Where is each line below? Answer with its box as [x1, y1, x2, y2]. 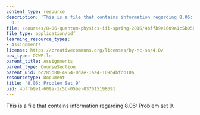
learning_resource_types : [6, 36, 70, 42]
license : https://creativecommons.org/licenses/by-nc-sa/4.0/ [6, 47, 164, 53]
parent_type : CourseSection [6, 63, 76, 70]
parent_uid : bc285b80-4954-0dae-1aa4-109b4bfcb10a [6, 69, 135, 75]
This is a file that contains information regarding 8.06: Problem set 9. [6, 102, 174, 109]
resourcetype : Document [6, 75, 65, 81]
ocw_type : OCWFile [6, 53, 52, 59]
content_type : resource [6, 8, 65, 15]
